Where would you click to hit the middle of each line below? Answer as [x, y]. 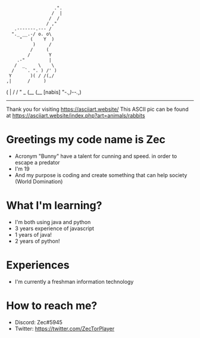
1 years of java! [33, 234]
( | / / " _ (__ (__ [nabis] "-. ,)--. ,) [44, 92]
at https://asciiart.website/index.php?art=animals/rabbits [76, 115]
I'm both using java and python [53, 222]
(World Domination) [39, 181]
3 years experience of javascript [54, 228]
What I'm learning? [54, 206]
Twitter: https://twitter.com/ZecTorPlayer [65, 328]
